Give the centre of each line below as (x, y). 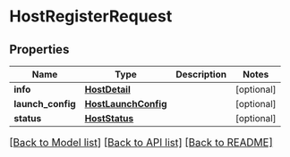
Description (201, 74)
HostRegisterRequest (91, 17)
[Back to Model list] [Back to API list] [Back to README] (141, 143)
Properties (39, 50)
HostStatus (109, 118)
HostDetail (108, 89)
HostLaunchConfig (126, 104)
